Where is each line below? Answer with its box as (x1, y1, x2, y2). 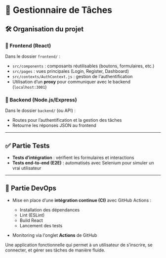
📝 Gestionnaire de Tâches (5, 4, 113, 16)
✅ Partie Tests (5, 141, 50, 150)
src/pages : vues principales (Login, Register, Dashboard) (12, 68, 129, 74)
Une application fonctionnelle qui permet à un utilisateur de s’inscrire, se (5, 242, 153, 248)
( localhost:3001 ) (12, 84, 47, 90)
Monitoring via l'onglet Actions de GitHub (12, 232, 97, 238)
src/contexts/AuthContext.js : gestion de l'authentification (12, 73, 133, 79)
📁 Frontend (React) (5, 42, 51, 49)
